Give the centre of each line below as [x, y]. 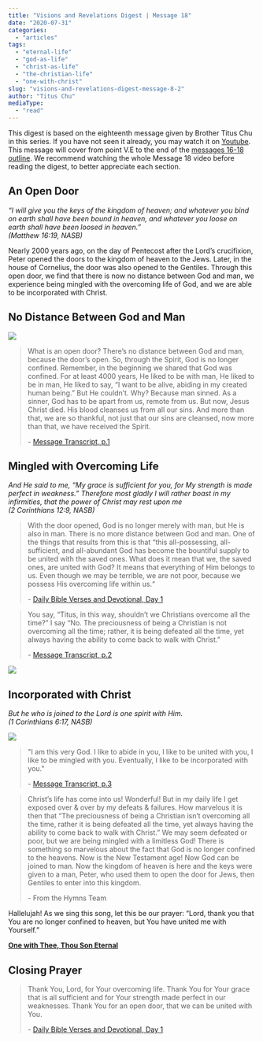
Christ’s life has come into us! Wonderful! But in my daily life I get [133, 799]
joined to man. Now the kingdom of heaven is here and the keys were [140, 866]
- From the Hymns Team [67, 898]
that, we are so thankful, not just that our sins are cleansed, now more [141, 417]
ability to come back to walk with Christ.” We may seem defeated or [137, 832]
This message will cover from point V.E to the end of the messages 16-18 [126, 150]
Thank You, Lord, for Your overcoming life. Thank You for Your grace [139, 989]
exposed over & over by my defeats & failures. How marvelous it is [135, 807]
